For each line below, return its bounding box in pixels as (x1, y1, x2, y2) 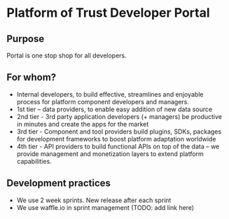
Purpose (6, 33, 45, 45)
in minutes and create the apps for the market (16, 120, 149, 128)
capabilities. (16, 157, 52, 165)
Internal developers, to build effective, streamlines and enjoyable (16, 90, 204, 99)
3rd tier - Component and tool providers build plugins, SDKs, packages (16, 127, 222, 136)
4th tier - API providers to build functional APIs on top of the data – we (16, 142, 220, 150)
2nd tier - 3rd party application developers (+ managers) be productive (16, 112, 222, 120)
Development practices (6, 177, 111, 190)
